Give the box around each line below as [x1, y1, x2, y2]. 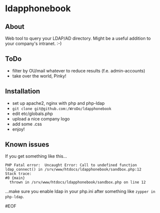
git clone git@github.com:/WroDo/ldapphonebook [12, 106, 111, 111]
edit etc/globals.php [12, 111, 53, 117]
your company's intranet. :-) [5, 41, 62, 47]
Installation [5, 87, 40, 95]
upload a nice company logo [12, 116, 70, 121]
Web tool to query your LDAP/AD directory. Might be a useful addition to [5, 35, 151, 41]
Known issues [5, 141, 50, 149]
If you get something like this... [5, 153, 67, 159]
